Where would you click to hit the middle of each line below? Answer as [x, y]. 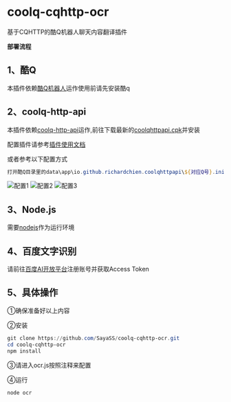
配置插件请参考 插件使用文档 [46, 144]
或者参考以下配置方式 [37, 159]
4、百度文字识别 [42, 251]
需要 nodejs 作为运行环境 [41, 227]
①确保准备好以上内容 [38, 311]
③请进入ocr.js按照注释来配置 [49, 365]
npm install [24, 351]
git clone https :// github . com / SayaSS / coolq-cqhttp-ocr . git [93, 338]
